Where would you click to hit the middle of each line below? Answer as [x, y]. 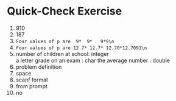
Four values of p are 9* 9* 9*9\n [65, 41]
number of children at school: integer [62, 54]
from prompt [32, 86]
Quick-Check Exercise [65, 11]
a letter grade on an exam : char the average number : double [93, 60]
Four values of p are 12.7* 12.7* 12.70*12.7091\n [81, 48]
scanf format [32, 80]
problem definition [39, 67]
